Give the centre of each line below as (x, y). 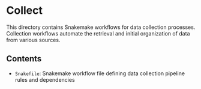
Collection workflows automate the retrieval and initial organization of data (98, 33)
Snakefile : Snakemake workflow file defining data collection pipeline (100, 73)
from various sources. (33, 40)
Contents (24, 59)
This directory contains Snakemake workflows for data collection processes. (101, 27)
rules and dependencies (45, 79)
